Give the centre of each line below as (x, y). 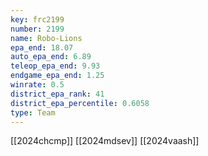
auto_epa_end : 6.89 (51, 57)
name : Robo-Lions (46, 38)
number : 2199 (37, 29)
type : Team (33, 112)
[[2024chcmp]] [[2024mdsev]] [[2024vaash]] (105, 141)
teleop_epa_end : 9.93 (55, 66)
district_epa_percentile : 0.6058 (80, 103)
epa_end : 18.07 (42, 47)
